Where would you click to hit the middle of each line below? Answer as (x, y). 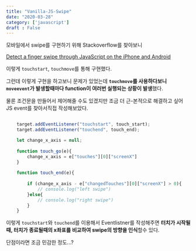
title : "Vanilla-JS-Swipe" (39, 11)
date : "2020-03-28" (30, 17)
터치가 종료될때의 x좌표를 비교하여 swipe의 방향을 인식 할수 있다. (87, 230)
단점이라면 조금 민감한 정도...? (40, 242)
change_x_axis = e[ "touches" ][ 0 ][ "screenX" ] (82, 156)
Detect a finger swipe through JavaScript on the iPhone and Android (88, 57)
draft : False (23, 28)
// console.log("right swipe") (75, 200)
